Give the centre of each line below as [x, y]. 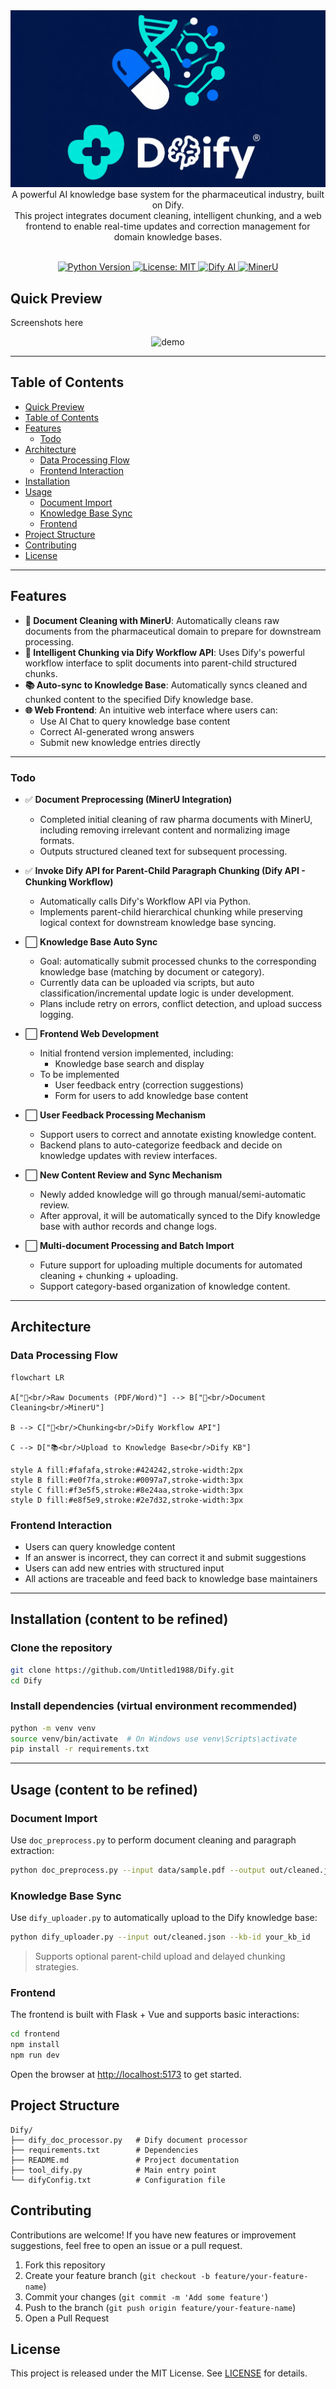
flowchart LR [37, 1377]
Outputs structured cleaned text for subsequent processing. [163, 851]
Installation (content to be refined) [119, 1619]
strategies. [57, 1967]
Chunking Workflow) [69, 882]
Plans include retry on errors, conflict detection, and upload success [181, 1004]
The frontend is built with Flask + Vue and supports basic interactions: [155, 2015]
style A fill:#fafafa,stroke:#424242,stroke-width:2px [127, 1470]
